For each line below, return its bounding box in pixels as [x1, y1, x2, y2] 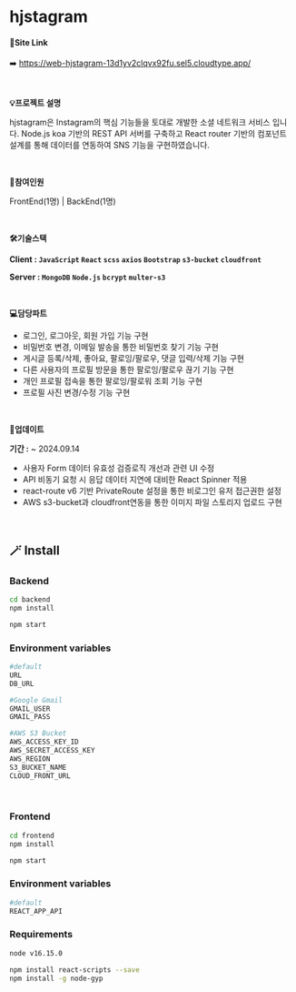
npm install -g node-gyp [9, 974, 104, 983]
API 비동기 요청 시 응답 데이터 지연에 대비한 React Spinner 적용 [22, 474, 248, 485]
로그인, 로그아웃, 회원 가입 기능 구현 [22, 330, 149, 341]
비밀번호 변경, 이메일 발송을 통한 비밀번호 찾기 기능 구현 [22, 341, 220, 352]
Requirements [9, 928, 74, 941]
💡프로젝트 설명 [9, 97, 62, 108]
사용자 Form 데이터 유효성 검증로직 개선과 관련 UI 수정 [22, 462, 215, 474]
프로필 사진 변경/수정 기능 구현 [22, 387, 131, 398]
